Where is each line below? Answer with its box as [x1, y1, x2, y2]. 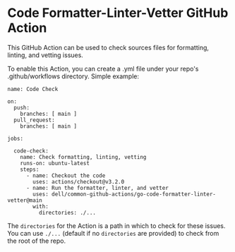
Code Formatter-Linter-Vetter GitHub [7, 5, 229, 21]
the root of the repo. [7, 236, 66, 245]
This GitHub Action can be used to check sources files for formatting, [7, 43, 210, 52]
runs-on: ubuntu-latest [20, 160, 90, 167]
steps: [20, 166, 40, 173]
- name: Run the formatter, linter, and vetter [25, 184, 169, 191]
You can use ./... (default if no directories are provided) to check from [7, 229, 219, 237]
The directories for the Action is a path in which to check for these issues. [7, 221, 226, 230]
